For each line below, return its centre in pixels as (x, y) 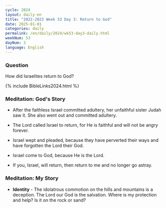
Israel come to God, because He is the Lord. (58, 155)
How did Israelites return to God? (40, 76)
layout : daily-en (24, 15)
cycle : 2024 (18, 10)
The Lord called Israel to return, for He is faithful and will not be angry (85, 125)
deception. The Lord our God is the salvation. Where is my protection (85, 194)
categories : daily (25, 29)
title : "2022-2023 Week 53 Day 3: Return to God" (59, 19)
